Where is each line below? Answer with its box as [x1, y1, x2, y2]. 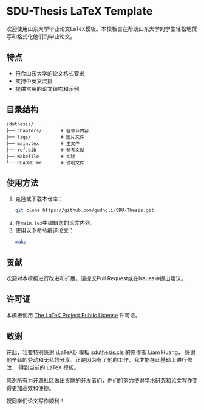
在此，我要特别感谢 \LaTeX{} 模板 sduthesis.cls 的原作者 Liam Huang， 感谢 [6, 348, 195, 356]
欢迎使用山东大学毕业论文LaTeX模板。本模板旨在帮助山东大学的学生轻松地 [6, 25, 192, 32]
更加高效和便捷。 [11, 384, 55, 391]
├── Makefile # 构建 [6, 154, 76, 160]
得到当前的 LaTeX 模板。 [18, 364, 80, 371]
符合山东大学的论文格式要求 [15, 69, 85, 77]
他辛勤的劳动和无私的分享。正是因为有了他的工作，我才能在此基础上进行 [6, 356, 187, 363]
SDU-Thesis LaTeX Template [6, 4, 153, 18]
